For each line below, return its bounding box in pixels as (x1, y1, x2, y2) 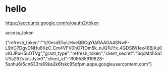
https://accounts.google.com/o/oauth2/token (5, 20, 99, 26)
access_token (5, 29, 34, 35)
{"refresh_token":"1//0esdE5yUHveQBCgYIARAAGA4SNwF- (5, 39, 130, 46)
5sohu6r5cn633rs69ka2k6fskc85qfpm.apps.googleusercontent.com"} (5, 61, 152, 67)
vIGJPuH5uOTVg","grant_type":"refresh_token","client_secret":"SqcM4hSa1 (5, 50, 162, 56)
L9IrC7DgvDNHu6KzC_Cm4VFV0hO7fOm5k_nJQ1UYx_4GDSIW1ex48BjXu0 (5, 45, 162, 51)
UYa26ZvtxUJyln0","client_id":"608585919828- (5, 55, 104, 61)
